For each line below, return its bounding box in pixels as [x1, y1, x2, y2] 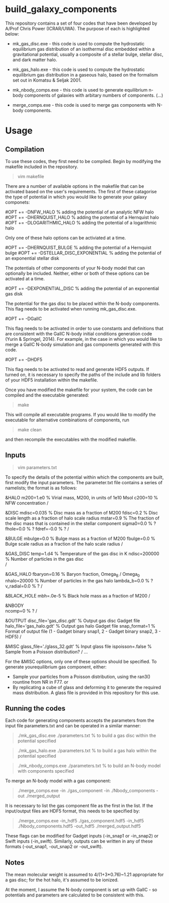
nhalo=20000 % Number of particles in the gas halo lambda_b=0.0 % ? [5, 577, 153, 583]
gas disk [5, 290, 23, 296]
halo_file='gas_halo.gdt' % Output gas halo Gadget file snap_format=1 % [5, 623, 156, 629]
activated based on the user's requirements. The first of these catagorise [5, 188, 157, 194]
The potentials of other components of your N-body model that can [5, 265, 145, 271]
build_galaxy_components [5, 4, 117, 15]
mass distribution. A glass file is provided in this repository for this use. [12, 690, 160, 696]
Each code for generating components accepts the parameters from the [5, 717, 154, 723]
